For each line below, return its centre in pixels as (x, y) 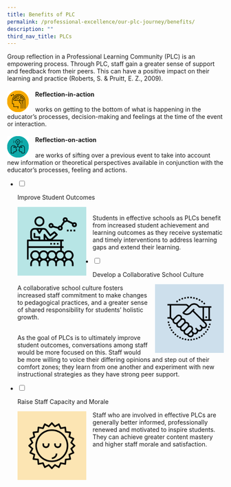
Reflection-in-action (65, 94)
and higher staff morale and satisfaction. (150, 444)
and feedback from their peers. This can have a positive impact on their (108, 71)
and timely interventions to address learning (155, 240)
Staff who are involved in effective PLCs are (154, 415)
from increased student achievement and (151, 225)
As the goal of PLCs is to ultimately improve (79, 337)
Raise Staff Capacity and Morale (63, 401)
